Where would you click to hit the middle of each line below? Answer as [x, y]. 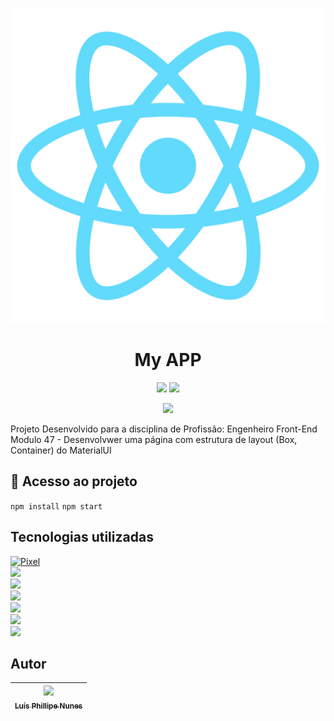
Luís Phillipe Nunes [48, 706]
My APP [168, 360]
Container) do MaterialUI [61, 450]
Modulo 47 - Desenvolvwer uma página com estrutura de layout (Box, [154, 439]
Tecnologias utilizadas [82, 537]
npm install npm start [56, 506]
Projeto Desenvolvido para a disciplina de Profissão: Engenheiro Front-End [164, 429]
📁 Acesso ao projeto [74, 481]
